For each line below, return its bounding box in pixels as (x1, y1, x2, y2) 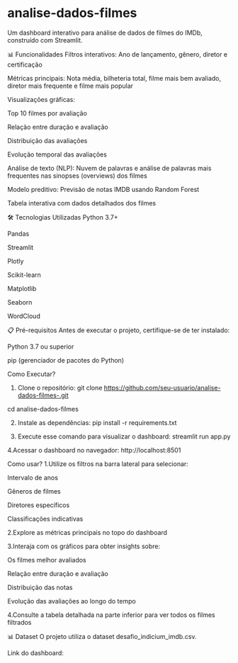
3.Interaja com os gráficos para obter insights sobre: (7, 542, 161, 550)
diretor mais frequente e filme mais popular (7, 81, 133, 90)
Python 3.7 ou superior (7, 342, 74, 351)
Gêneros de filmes (7, 487, 62, 495)
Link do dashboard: (7, 648, 64, 657)
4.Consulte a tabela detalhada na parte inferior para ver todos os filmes (7, 611, 215, 619)
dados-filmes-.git (17, 391, 69, 399)
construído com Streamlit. (7, 35, 83, 44)
